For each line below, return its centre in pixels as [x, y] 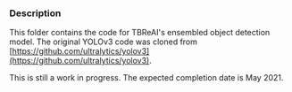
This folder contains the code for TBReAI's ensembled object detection [140, 33]
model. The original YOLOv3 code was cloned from [104, 42]
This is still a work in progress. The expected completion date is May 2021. [146, 78]
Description [35, 13]
